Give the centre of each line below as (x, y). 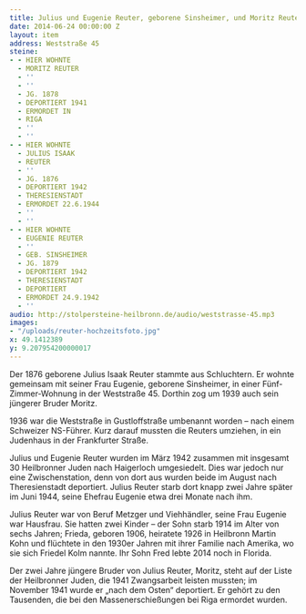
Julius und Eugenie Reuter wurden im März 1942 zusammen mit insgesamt (149, 457)
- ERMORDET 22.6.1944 (59, 205)
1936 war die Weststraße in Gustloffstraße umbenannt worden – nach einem (152, 421)
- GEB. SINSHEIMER (53, 255)
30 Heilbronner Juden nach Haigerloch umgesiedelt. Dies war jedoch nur (147, 467)
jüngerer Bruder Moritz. (53, 403)
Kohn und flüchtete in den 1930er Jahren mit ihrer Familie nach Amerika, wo (152, 543)
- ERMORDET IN (44, 111)
